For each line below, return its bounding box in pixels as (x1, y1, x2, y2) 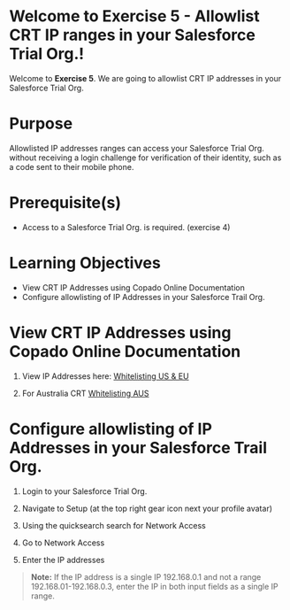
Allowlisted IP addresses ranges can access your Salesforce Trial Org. (9, 143, 265, 153)
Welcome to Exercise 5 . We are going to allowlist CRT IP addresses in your (9, 73, 281, 83)
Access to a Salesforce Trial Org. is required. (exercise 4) (21, 221, 231, 232)
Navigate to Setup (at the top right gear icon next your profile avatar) (21, 503, 272, 513)
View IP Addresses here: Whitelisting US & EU (21, 370, 189, 382)
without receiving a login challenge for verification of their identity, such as (9, 152, 282, 163)
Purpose (9, 113, 73, 134)
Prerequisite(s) (9, 193, 122, 213)
